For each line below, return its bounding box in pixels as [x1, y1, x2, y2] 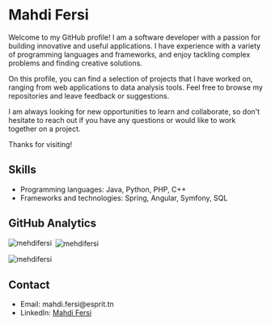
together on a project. [8, 124, 81, 133]
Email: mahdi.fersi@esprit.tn [19, 299, 115, 309]
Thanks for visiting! [8, 139, 73, 149]
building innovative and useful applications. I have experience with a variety [8, 40, 261, 50]
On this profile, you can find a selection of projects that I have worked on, [8, 74, 253, 83]
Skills [8, 163, 36, 177]
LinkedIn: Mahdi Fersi [19, 308, 92, 318]
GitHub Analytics [8, 217, 97, 230]
